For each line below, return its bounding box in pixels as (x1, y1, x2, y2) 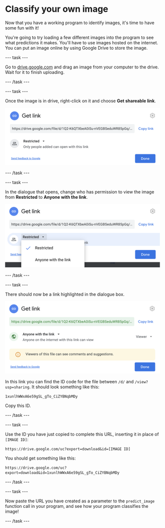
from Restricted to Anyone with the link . (5, 194, 88, 200)
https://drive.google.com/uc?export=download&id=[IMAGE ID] (5, 447, 131, 452)
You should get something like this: (5, 455, 76, 461)
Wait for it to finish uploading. (5, 69, 65, 75)
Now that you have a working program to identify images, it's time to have (5, 20, 155, 26)
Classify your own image (5, 3, 109, 15)
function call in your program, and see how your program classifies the (5, 503, 149, 509)
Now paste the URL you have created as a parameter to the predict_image (5, 498, 155, 504)
